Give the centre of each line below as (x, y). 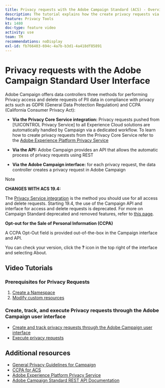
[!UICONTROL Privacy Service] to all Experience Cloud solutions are (81, 124)
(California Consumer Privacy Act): (40, 110)
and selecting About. (26, 252)
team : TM (14, 37)
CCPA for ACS (27, 370)
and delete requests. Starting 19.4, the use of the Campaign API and (74, 203)
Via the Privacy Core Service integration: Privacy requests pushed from (86, 119)
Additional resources (38, 353)
